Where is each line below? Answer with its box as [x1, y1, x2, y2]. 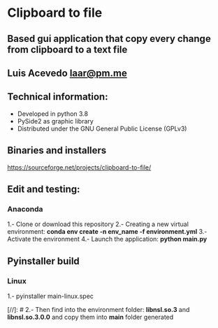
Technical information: [7, 91, 108, 103]
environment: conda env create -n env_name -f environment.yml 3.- [7, 228, 208, 236]
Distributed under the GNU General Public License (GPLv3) [17, 124, 187, 133]
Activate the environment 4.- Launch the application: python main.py [7, 235, 208, 244]
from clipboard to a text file [7, 43, 128, 55]
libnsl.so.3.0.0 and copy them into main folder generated [7, 313, 174, 321]
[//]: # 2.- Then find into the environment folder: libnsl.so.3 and [7, 305, 190, 313]
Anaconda [7, 204, 43, 214]
